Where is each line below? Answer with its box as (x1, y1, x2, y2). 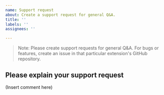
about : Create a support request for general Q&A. (5, 12, 116, 17)
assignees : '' (5, 27, 36, 32)
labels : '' (5, 21, 29, 27)
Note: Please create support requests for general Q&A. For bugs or (17, 45, 159, 51)
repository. (17, 56, 41, 62)
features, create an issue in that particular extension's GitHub (17, 51, 148, 57)
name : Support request (5, 7, 54, 13)
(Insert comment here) (5, 84, 53, 90)
